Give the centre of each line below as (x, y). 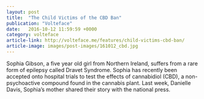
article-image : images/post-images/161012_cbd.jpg (72, 46)
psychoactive (23, 82)
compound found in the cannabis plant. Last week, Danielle (116, 82)
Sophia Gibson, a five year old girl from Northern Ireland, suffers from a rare (102, 63)
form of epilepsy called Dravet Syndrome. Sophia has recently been (92, 70)
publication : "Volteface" (39, 23)
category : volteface (33, 35)
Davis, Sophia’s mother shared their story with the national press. (88, 89)
